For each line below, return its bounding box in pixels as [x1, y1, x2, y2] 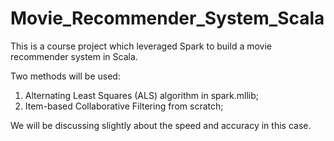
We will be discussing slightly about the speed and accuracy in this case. [10, 119, 312, 131]
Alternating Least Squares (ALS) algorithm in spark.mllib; [24, 89, 260, 101]
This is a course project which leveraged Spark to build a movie [10, 40, 273, 52]
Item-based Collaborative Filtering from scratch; [24, 100, 224, 112]
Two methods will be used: [10, 70, 121, 82]
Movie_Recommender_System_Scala [10, 7, 325, 30]
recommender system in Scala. [10, 50, 138, 62]
